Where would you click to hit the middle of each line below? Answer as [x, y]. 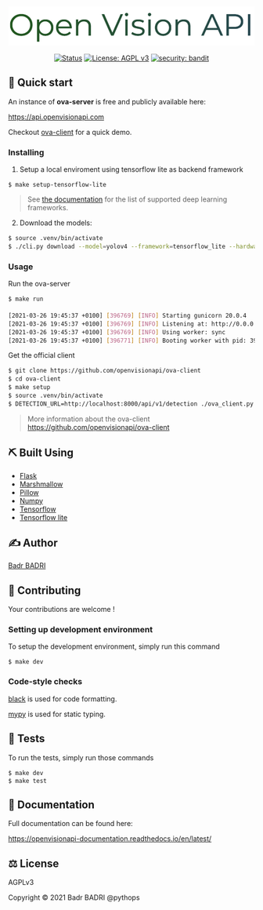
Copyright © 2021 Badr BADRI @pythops [74, 897]
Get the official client [42, 355]
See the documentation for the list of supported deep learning [127, 199]
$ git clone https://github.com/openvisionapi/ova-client [104, 371]
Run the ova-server [39, 284]
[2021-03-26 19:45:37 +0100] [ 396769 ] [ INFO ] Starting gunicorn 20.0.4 [127, 315]
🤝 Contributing [45, 590]
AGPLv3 [21, 883]
